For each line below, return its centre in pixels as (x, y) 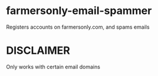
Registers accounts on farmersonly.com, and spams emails (78, 27)
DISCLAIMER (38, 51)
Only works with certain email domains (53, 67)
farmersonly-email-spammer (79, 11)
